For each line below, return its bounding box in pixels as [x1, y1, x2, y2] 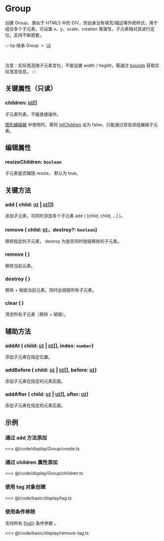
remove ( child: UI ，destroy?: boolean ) [5, 226, 97, 233]
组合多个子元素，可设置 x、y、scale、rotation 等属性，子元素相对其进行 [5, 26, 151, 32]
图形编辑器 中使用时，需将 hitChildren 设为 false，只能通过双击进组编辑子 [5, 121, 154, 128]
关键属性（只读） [5, 84, 57, 93]
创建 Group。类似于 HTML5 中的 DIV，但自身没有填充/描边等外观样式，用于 [5, 20, 158, 26]
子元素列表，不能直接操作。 [5, 111, 61, 117]
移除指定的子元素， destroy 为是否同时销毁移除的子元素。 [5, 239, 122, 244]
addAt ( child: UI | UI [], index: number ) [5, 342, 94, 349]
